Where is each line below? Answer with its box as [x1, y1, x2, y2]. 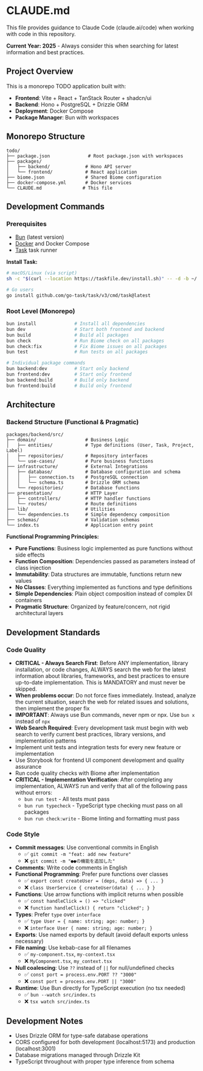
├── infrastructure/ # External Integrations [6, 464, 148, 470]
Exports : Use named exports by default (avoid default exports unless [15, 931, 188, 939]
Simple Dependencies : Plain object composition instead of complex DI [15, 590, 193, 597]
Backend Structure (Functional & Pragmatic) [6, 418, 139, 426]
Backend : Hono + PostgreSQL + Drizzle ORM [15, 101, 129, 108]
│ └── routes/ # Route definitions [6, 501, 137, 507]
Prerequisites [6, 219, 47, 228]
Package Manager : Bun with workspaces [15, 113, 120, 121]
